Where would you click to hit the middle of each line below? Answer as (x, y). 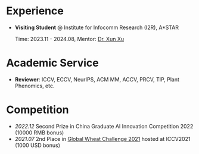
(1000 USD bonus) (38, 145)
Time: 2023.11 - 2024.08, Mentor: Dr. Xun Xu (69, 39)
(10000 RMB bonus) (39, 133)
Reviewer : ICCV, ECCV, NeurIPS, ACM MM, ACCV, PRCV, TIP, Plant (97, 79)
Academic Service (53, 63)
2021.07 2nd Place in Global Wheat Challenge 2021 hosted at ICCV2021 (102, 139)
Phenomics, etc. (35, 86)
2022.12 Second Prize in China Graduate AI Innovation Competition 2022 (104, 126)
